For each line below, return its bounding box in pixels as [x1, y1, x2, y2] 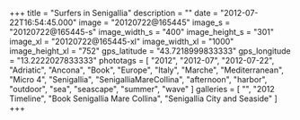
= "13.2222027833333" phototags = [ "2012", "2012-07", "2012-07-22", [9, 56, 275, 65]
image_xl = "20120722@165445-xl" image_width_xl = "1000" [9, 36, 234, 47]
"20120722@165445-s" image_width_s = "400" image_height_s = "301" [9, 27, 274, 37]
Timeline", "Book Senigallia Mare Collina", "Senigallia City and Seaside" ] [9, 93, 278, 104]
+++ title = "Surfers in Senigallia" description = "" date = [9, 8, 218, 18]
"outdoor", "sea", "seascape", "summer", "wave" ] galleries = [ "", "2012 [9, 84, 276, 94]
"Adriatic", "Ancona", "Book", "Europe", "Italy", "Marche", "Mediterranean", [9, 64, 285, 75]
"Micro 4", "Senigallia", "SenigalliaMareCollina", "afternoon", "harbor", [9, 74, 268, 84]
